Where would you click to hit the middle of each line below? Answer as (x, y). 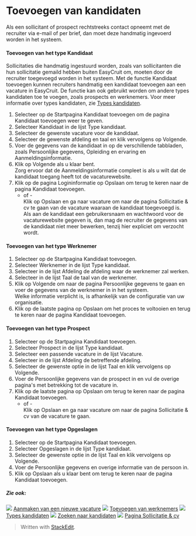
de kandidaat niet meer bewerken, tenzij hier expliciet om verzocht (104, 226)
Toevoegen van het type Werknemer (51, 246)
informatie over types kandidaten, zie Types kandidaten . (74, 103)
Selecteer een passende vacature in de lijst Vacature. (79, 354)
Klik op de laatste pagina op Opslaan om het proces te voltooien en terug (102, 309)
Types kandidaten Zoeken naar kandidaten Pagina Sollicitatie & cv (93, 516)
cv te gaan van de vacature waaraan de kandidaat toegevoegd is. (102, 208)
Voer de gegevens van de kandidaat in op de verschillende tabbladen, (99, 146)
